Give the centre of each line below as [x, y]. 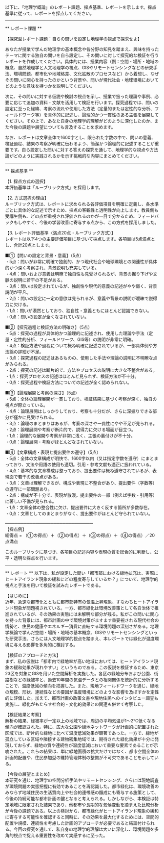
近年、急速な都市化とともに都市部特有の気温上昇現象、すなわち [69, 602]
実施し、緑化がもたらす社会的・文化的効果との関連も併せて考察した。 [76, 704]
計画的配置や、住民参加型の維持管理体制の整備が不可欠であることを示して [80, 757]
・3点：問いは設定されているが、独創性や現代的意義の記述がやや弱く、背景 [81, 286]
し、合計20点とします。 [29, 245]
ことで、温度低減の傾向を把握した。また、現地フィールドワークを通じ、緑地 [82, 686]
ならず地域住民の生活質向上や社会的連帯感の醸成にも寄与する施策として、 [84, 792]
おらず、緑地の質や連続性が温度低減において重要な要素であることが [86, 745]
